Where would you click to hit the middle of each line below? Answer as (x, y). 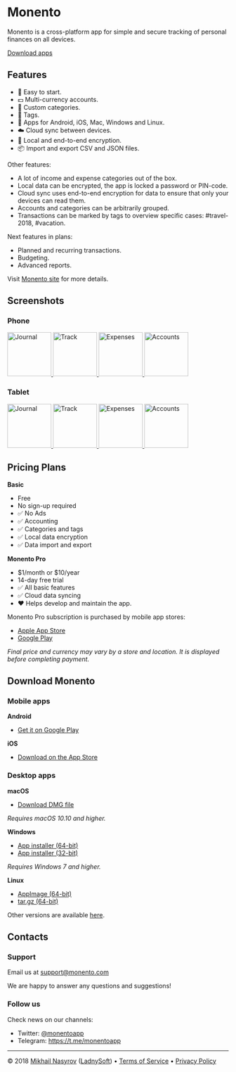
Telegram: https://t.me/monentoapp (69, 1040)
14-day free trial (41, 580)
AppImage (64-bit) (45, 893)
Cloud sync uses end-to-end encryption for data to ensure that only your (123, 193)
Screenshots (36, 301)
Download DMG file (46, 804)
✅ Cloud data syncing (49, 595)
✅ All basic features (46, 587)
